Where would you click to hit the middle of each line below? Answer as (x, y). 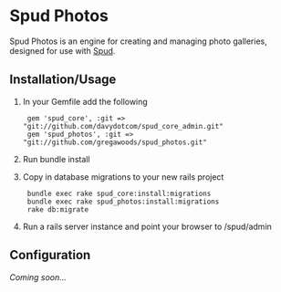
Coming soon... (38, 277)
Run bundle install (56, 159)
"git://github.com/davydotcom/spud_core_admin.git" (123, 126)
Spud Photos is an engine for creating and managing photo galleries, (138, 41)
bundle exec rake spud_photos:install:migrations (123, 202)
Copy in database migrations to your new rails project (123, 177)
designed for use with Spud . (62, 50)
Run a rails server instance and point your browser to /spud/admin (147, 226)
